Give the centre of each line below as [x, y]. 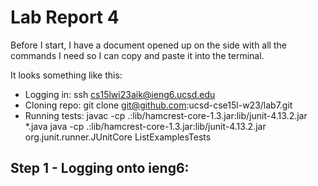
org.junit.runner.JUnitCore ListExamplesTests [118, 137]
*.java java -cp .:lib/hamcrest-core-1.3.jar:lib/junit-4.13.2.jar [145, 126]
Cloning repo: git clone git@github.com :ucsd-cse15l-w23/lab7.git [158, 105]
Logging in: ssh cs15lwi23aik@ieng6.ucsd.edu [120, 94]
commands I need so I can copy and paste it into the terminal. [137, 55]
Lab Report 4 [65, 17]
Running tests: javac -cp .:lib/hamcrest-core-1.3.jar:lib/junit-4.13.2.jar [166, 115]
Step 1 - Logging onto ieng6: [100, 168]
